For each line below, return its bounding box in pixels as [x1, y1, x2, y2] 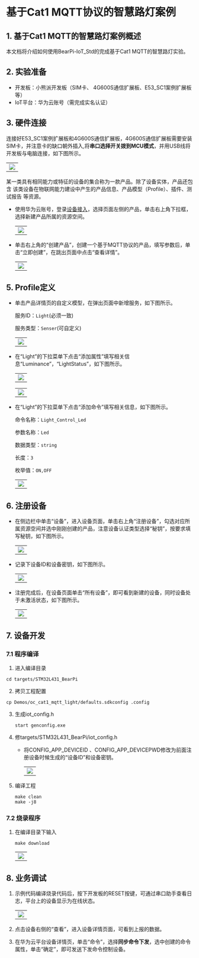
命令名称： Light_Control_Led [14, 416, 86, 423]
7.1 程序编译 [6, 650, 39, 658]
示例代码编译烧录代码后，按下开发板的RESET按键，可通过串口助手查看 [14, 890, 187, 897]
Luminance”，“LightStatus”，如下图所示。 [22, 361, 126, 368]
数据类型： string [14, 442, 57, 449]
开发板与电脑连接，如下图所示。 [6, 149, 84, 156]
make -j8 [14, 799, 37, 805]
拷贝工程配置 [14, 687, 46, 694]
